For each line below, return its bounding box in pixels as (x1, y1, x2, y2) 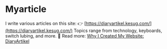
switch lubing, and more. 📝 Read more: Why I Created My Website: (5, 32, 144, 38)
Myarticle (5, 3, 47, 15)
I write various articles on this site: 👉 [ (5, 20, 86, 26)
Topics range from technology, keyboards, (73, 27, 162, 33)
